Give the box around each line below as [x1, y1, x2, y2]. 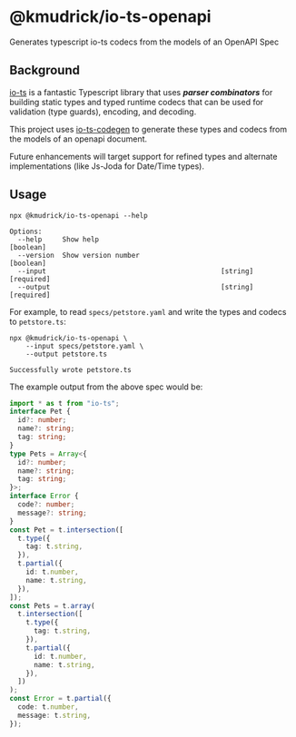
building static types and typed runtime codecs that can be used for [9, 96, 264, 107]
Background [9, 63, 80, 78]
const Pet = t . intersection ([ [9, 525, 124, 535]
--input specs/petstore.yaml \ [25, 341, 144, 350]
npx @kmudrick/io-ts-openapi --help [9, 211, 148, 220]
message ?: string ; [17, 508, 88, 517]
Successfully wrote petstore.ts [9, 365, 132, 374]
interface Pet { [9, 407, 71, 417]
